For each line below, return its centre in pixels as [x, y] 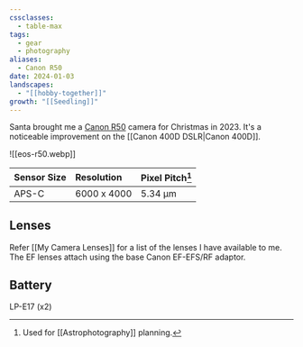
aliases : [26, 59]
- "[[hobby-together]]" [62, 93]
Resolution [99, 178]
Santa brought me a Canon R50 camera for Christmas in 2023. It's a [135, 127]
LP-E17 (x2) [31, 306]
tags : [19, 34]
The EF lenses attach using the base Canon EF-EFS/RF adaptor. [128, 257]
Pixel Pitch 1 [166, 178]
